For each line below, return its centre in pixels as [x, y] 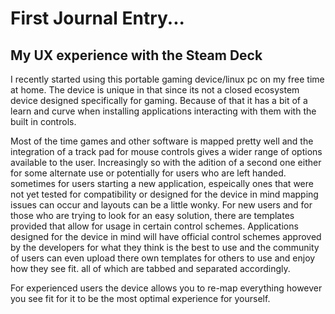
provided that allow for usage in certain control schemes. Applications [154, 226]
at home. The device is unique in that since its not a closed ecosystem [155, 90]
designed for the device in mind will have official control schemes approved [166, 236]
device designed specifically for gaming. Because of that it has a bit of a [159, 100]
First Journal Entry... [97, 18]
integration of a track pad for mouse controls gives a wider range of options [166, 151]
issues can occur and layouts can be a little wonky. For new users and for [161, 205]
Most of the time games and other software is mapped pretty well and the [162, 141]
